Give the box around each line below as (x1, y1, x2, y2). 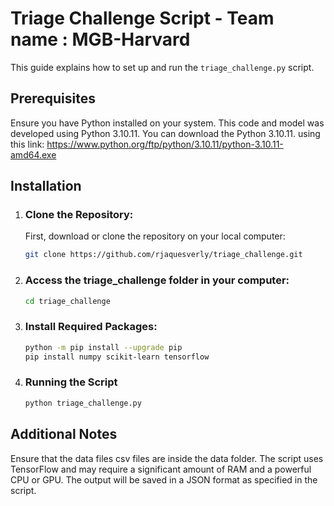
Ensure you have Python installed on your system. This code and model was (10, 117, 325, 129)
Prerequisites (10, 90, 96, 107)
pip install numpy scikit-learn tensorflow (24, 352, 210, 362)
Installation (10, 178, 82, 195)
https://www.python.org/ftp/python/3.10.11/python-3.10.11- (46, 138, 284, 150)
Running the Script (24, 375, 118, 389)
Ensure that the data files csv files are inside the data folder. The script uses (10, 452, 324, 464)
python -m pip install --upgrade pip (24, 342, 183, 352)
